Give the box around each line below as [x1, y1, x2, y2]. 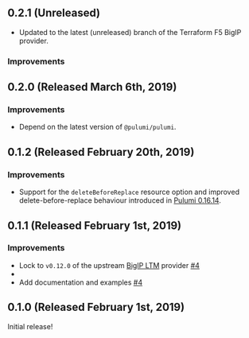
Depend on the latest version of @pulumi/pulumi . [18, 122, 177, 132]
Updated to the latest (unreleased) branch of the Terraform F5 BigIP [18, 27, 242, 37]
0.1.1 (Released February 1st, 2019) [7, 219, 182, 232]
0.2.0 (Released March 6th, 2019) [7, 80, 177, 94]
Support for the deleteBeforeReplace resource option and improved [18, 187, 240, 197]
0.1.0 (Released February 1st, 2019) [7, 301, 185, 314]
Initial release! [7, 321, 53, 331]
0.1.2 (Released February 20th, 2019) [7, 145, 195, 158]
